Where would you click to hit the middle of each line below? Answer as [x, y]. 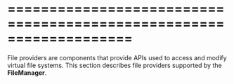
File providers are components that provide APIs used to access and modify [117, 57]
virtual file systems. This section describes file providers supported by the [115, 65]
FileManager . [27, 72]
